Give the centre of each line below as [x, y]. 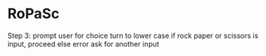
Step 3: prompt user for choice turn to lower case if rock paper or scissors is [133, 35]
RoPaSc [34, 14]
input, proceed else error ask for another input [84, 43]
